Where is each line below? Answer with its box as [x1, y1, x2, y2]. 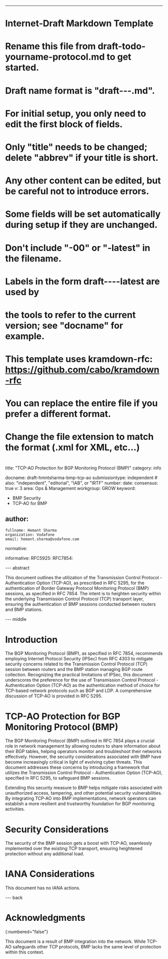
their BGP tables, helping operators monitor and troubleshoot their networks [5, 749, 161, 755]
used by [5, 286, 39, 298]
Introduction [5, 634, 58, 645]
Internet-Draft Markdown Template [5, 18, 153, 29]
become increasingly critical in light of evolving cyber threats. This [5, 759, 142, 765]
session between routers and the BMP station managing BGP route [5, 666, 143, 672]
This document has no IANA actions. [5, 885, 81, 891]
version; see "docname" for [5, 320, 123, 331]
